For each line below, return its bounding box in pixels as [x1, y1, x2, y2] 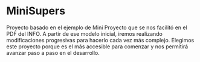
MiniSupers [6, 4, 65, 18]
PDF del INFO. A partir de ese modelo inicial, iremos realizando [6, 30, 163, 37]
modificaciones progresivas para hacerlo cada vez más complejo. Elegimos [6, 36, 195, 44]
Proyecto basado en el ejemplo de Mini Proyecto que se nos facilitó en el [6, 24, 187, 31]
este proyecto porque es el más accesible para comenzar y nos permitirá [6, 43, 189, 50]
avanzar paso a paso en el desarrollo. [6, 49, 100, 56]
